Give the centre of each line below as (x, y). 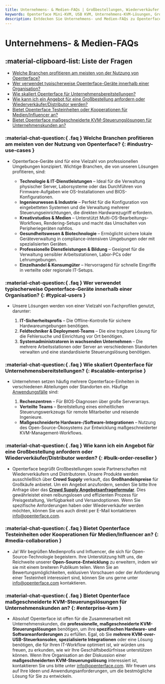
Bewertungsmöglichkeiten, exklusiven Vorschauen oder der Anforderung (86, 572)
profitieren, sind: (29, 171)
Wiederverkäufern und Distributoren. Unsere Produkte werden (75, 474)
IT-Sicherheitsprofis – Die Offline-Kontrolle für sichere (75, 320)
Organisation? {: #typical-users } (45, 295)
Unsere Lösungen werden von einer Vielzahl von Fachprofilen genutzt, (83, 306)
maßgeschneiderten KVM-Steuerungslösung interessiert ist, (75, 660)
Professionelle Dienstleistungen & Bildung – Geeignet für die (82, 249)
